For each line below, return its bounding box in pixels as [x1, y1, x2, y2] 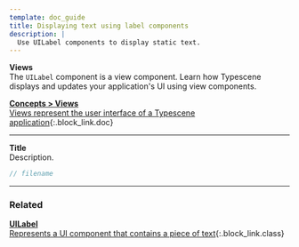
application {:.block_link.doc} [9, 117, 114, 128]
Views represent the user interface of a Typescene [9, 108, 196, 118]
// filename [9, 170, 53, 179]
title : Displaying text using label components [9, 21, 190, 30]
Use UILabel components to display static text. [17, 37, 201, 47]
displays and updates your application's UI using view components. [9, 81, 257, 92]
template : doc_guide [9, 12, 86, 22]
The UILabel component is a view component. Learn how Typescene [9, 72, 262, 83]
